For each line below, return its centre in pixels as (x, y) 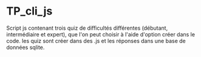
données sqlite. (26, 47)
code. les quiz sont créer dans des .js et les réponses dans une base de (96, 41)
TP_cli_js (29, 11)
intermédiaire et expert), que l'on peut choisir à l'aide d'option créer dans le (101, 34)
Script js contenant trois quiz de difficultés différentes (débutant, (87, 28)
